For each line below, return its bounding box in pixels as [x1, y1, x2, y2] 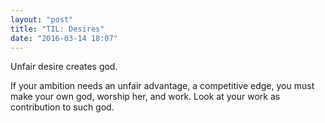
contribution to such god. [10, 101, 115, 113]
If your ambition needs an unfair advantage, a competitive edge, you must [10, 80, 315, 92]
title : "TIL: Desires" [10, 24, 105, 34]
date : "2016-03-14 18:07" [10, 33, 118, 43]
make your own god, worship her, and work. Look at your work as [10, 91, 281, 103]
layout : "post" [10, 14, 74, 25]
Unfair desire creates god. [10, 61, 118, 73]
